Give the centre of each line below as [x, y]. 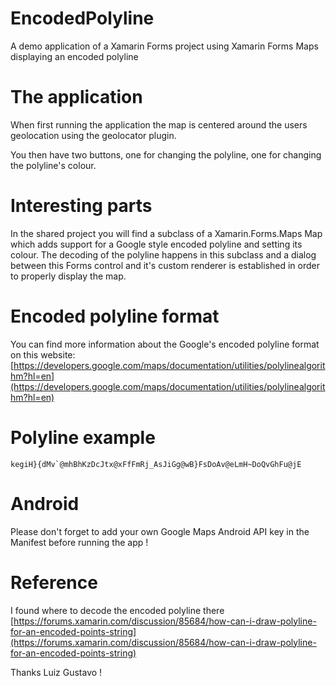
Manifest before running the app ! [79, 542]
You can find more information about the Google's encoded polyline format [165, 344]
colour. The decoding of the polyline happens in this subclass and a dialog [163, 254]
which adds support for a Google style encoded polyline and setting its [156, 244]
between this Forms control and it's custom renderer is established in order [165, 265]
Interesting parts [81, 206]
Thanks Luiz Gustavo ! [56, 672]
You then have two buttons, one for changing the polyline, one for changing [166, 154]
